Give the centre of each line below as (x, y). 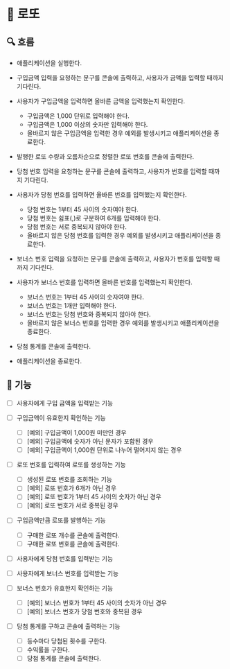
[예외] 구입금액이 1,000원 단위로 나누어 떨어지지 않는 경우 (104, 450)
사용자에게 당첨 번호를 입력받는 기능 (65, 558)
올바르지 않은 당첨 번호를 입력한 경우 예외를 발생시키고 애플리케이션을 (120, 235)
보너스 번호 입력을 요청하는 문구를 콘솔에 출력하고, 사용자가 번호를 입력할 (114, 259)
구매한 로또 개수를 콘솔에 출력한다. (73, 535)
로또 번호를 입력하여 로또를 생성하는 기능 (71, 464)
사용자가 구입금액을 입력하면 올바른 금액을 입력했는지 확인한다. (101, 101)
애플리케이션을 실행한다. (49, 63)
